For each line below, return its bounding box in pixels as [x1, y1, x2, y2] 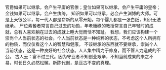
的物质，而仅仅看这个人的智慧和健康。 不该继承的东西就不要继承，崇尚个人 [5, 41, 158, 47]
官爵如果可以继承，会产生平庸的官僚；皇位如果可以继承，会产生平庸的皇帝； [5, 4, 161, 10]
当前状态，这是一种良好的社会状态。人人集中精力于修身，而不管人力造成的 [5, 47, 157, 53]
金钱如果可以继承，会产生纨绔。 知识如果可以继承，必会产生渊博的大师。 [5, 10, 154, 16]
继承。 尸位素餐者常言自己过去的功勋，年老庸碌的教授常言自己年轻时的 [5, 23, 149, 29]
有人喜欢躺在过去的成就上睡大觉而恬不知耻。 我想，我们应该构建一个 [18, 29, 158, 35]
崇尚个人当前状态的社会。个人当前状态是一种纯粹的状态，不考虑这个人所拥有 [5, 35, 161, 41]
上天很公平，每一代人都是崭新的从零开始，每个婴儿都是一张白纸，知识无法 [9, 17, 161, 22]
